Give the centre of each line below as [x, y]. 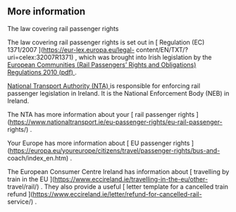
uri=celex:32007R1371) [41, 57]
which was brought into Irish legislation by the [145, 57]
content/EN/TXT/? [162, 49]
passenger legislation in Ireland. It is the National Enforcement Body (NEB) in [118, 93]
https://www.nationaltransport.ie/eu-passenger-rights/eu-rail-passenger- [116, 122]
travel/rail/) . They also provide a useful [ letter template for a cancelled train [118, 187]
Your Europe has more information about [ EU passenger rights [99, 143]
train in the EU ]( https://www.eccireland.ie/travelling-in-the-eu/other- [108, 179]
